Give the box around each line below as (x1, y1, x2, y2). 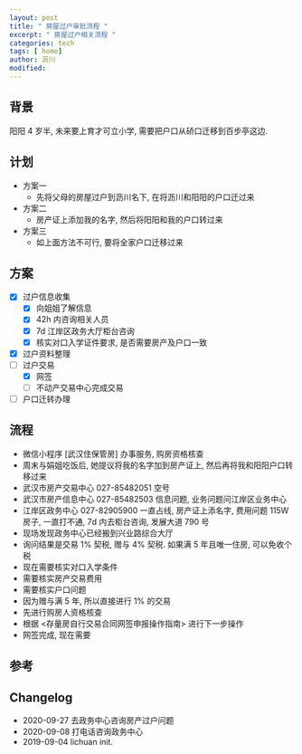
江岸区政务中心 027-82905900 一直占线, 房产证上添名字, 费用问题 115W (22, 504, 289, 516)
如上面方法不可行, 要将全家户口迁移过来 (35, 236, 184, 247)
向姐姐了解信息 (35, 302, 92, 313)
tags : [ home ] (9, 47, 63, 56)
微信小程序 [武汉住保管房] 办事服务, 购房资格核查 (22, 448, 204, 459)
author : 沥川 (9, 55, 56, 64)
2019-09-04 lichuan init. (22, 736, 113, 747)
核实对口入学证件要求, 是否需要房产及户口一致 (35, 337, 208, 348)
